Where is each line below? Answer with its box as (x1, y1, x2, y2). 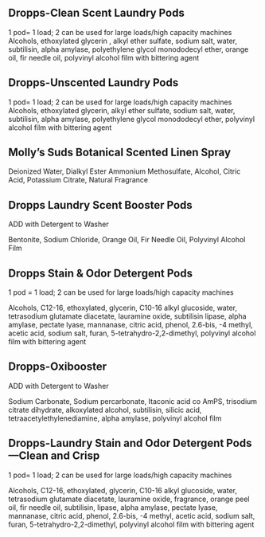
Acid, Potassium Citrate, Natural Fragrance (8, 175, 149, 185)
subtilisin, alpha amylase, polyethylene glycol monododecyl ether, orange (8, 44, 249, 54)
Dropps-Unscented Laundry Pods (8, 76, 179, 90)
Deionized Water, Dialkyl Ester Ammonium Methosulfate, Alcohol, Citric (8, 167, 241, 176)
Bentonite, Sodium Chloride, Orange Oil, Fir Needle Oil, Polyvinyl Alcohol (8, 235, 246, 245)
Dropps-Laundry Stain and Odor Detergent (8, 437, 224, 450)
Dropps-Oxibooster (8, 360, 107, 374)
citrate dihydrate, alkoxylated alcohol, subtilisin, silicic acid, (8, 405, 202, 414)
